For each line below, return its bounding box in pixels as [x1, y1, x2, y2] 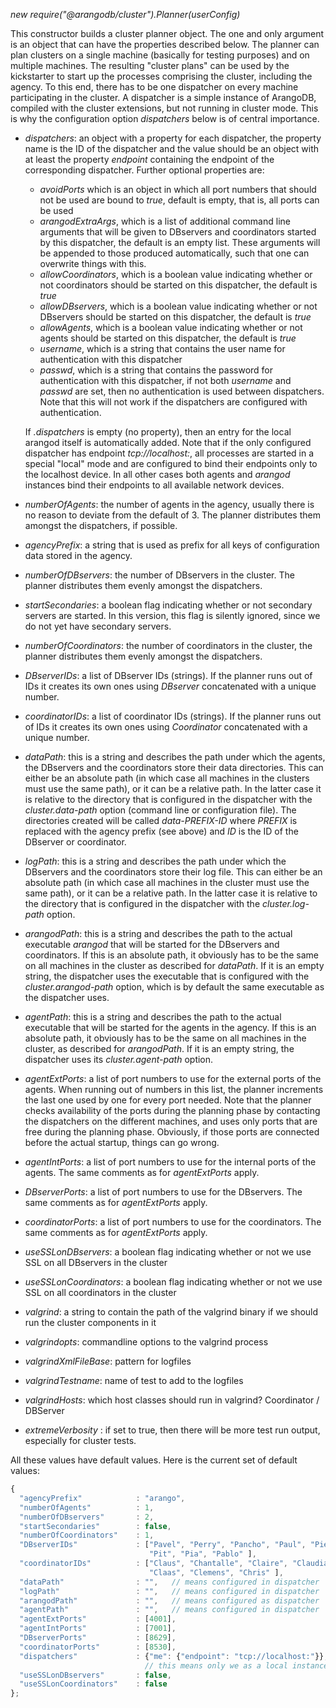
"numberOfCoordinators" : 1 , [19, 1530, 155, 1541]
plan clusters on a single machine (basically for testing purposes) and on [10, 49, 310, 61]
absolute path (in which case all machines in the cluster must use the [24, 877, 310, 888]
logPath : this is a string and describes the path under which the [24, 855, 287, 867]
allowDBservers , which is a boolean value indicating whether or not [39, 300, 318, 312]
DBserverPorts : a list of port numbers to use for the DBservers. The [24, 1186, 303, 1198]
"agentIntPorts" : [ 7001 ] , [19, 1624, 177, 1634]
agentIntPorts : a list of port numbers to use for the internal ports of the [24, 1156, 317, 1168]
